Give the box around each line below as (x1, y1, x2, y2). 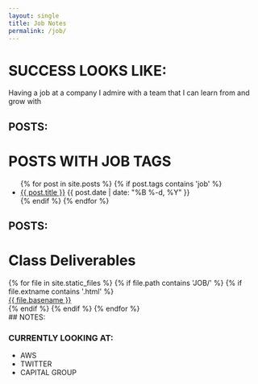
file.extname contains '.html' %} (8, 287, 114, 296)
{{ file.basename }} (8, 295, 72, 304)
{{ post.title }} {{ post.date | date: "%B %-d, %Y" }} (19, 187, 190, 197)
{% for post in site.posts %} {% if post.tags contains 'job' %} (19, 179, 223, 188)
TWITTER (19, 359, 52, 369)
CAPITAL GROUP (19, 368, 77, 378)
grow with (8, 97, 42, 106)
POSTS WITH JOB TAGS (8, 152, 172, 170)
